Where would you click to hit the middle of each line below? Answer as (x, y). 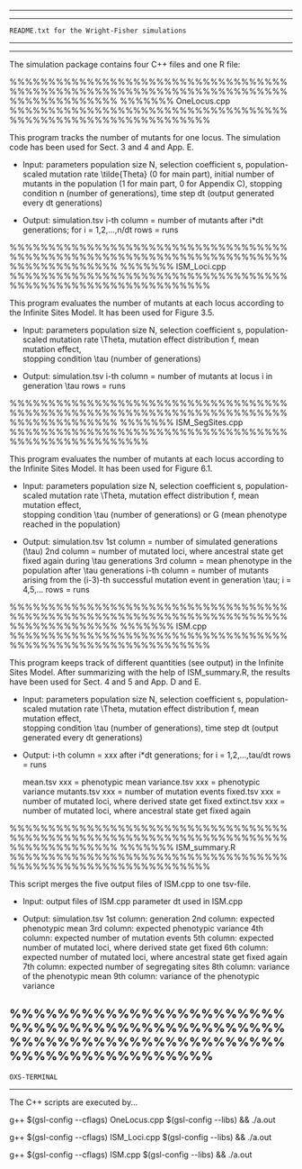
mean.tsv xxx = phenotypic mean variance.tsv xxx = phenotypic (141, 782)
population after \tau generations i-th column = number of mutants (146, 570)
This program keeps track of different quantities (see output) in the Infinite (147, 662)
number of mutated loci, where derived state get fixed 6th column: (145, 947)
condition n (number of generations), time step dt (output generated (148, 193)
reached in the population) (71, 524)
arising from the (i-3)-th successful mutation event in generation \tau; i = (157, 580)
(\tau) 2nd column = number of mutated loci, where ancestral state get (153, 551)
